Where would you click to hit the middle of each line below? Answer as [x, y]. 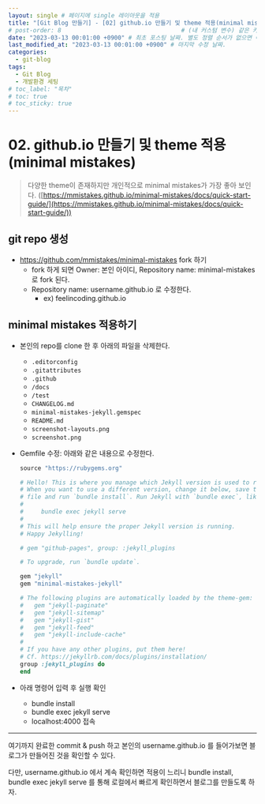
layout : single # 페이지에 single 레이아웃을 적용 [84, 15]
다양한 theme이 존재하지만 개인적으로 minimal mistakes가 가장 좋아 [132, 186]
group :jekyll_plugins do [62, 664]
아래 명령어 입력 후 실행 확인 [63, 687]
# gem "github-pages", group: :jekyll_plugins [97, 548]
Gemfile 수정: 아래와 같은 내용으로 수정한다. [87, 453]
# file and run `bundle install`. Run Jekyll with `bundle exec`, [131, 497]
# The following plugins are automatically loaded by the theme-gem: [136, 598]
